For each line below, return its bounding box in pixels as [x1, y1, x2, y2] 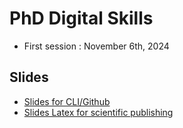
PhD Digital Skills [9, 7, 154, 30]
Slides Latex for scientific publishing [23, 106, 174, 118]
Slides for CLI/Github [23, 95, 111, 107]
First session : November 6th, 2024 [23, 40, 170, 52]
